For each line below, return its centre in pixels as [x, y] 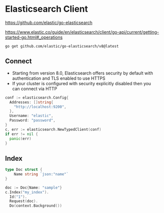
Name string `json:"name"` [41, 174]
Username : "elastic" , [31, 116]
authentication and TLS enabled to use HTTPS [59, 78]
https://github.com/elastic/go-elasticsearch [49, 23]
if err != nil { [21, 134]
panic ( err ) [20, 139]
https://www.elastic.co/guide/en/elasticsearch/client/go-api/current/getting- [82, 32]
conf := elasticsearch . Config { [37, 97]
